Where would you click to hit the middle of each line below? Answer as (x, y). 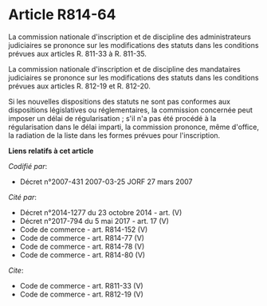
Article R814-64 (62, 15)
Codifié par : (28, 166)
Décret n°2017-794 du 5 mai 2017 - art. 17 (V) (94, 221)
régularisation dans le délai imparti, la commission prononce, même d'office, (133, 127)
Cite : (16, 270)
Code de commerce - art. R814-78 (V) (82, 246)
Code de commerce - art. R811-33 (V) (81, 285)
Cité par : (23, 197)
